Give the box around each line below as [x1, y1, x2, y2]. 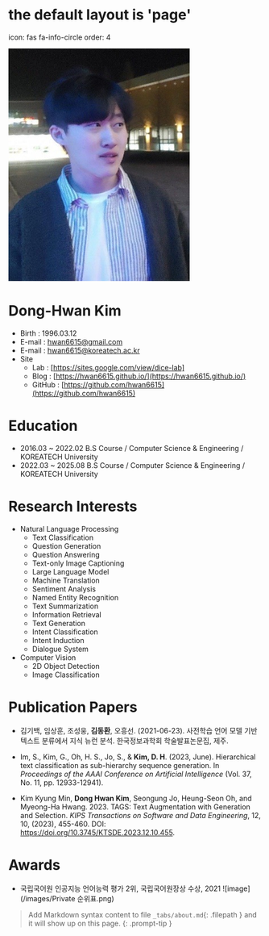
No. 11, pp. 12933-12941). [19, 777, 104, 788]
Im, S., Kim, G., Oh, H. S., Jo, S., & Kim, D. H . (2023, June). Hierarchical [19, 752, 256, 762]
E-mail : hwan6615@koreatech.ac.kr [19, 345, 140, 355]
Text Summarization [31, 601, 99, 611]
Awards [8, 855, 61, 874]
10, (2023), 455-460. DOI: [19, 819, 106, 829]
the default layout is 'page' [8, 6, 192, 24]
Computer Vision [19, 652, 77, 662]
